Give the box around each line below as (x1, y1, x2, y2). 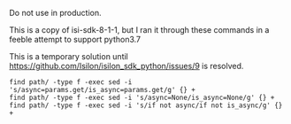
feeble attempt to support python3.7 (9, 35, 142, 44)
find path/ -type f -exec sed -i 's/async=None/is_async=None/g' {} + (9, 93, 275, 102)
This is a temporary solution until (9, 51, 128, 61)
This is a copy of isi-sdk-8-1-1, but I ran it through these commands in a (9, 25, 270, 35)
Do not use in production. (9, 8, 102, 18)
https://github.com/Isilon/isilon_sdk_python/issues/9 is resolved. (9, 61, 244, 71)
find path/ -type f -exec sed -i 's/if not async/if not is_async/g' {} (9, 101, 283, 110)
